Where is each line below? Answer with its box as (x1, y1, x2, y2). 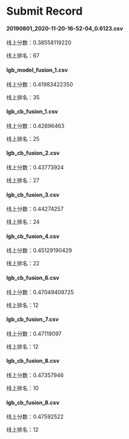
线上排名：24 (6, 218, 40, 226)
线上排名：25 (6, 135, 40, 142)
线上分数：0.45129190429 (6, 247, 72, 254)
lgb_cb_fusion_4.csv (6, 233, 60, 240)
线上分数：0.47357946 (6, 371, 64, 379)
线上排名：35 (6, 93, 40, 101)
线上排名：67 (6, 52, 40, 59)
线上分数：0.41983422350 (6, 80, 73, 88)
